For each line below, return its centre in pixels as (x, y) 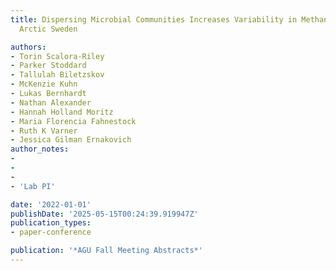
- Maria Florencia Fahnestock (73, 121)
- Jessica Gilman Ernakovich (71, 140)
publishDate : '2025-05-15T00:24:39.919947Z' (104, 214)
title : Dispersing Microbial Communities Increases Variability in (154, 19)
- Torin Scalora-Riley (57, 56)
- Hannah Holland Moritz (62, 112)
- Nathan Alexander (51, 102)
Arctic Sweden (48, 29)
